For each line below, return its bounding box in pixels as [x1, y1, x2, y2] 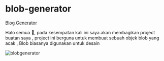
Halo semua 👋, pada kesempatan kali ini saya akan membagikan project [5, 29, 155, 35]
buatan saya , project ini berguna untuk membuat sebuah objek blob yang [5, 35, 159, 41]
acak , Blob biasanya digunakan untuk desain [5, 40, 100, 46]
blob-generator [5, 3, 72, 15]
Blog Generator [5, 20, 37, 26]
